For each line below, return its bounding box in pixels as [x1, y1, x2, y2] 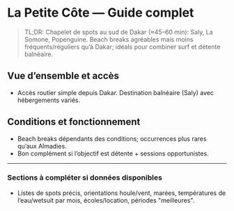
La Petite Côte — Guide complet [7, 5, 194, 21]
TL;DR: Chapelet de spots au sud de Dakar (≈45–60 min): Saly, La [24, 28, 214, 36]
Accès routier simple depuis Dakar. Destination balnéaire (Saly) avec [17, 88, 214, 96]
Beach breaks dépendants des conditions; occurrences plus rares [17, 134, 207, 143]
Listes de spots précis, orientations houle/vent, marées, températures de [17, 189, 226, 197]
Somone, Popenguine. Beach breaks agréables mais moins [24, 35, 194, 43]
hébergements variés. [17, 96, 81, 104]
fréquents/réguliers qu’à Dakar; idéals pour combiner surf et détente [24, 42, 221, 51]
